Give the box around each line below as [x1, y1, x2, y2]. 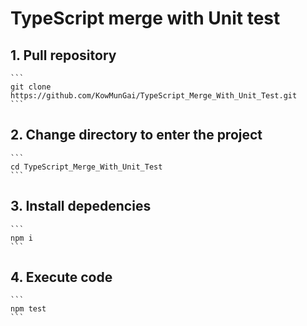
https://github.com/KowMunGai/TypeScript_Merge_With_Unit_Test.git [10, 91, 298, 101]
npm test [10, 304, 47, 314]
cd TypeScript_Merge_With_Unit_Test [10, 162, 163, 172]
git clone [10, 82, 52, 92]
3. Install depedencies [10, 198, 152, 215]
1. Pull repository [10, 47, 117, 64]
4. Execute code [10, 269, 113, 286]
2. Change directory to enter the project [10, 127, 263, 144]
